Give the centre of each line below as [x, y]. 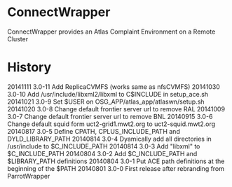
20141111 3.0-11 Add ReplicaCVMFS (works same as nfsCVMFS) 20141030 [114, 86]
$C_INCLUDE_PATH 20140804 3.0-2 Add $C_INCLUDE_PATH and [102, 153]
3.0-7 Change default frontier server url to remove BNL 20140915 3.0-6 [110, 116]
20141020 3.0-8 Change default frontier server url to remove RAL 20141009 [116, 109]
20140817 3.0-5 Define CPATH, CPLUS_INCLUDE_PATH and [94, 131]
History [29, 68]
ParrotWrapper [29, 176]
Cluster [18, 39]
